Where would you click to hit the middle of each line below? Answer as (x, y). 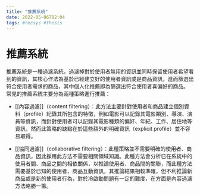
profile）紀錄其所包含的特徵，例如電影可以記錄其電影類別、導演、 (106, 114)
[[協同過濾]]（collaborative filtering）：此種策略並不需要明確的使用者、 (101, 149)
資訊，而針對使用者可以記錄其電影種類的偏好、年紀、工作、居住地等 (109, 121)
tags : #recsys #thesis (34, 23)
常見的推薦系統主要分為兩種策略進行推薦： (58, 94)
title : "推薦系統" (27, 12)
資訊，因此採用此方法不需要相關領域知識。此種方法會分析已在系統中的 (106, 156)
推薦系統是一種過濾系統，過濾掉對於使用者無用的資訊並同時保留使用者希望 (97, 71)
